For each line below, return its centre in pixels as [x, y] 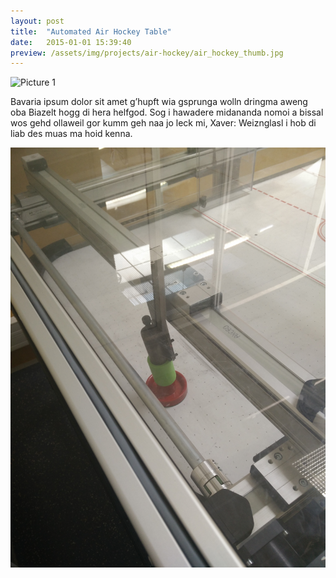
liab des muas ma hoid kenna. [71, 134]
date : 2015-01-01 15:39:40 [71, 42]
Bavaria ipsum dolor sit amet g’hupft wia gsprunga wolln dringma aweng [159, 102]
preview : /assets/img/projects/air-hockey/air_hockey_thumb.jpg [147, 53]
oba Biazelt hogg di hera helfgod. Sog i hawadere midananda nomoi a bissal [167, 112]
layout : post [37, 21]
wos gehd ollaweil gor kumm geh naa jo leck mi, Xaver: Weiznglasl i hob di [163, 123]
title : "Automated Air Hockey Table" [91, 31]
